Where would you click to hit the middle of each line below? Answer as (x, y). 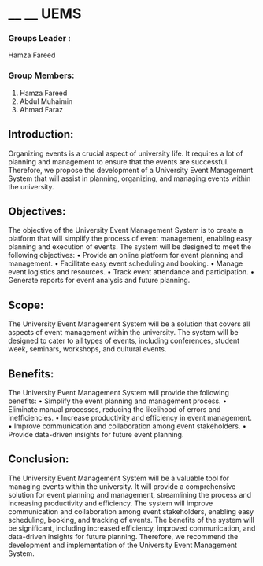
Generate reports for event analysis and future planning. (99, 281)
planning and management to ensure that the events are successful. (119, 161)
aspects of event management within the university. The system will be (123, 333)
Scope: (26, 305)
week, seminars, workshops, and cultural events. (87, 349)
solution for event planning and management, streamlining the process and (130, 494)
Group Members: (41, 75)
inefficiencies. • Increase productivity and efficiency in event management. (130, 418)
